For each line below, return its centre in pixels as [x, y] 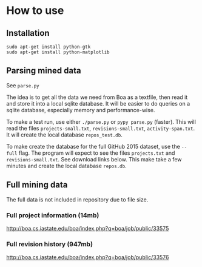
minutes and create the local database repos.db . [66, 166]
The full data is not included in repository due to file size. [77, 199]
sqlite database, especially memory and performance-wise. [81, 110]
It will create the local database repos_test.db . [64, 135]
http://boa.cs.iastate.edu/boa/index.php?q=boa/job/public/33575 [88, 228]
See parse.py [23, 85]
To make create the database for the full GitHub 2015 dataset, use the [93, 146]
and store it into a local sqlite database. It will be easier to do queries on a [98, 103]
